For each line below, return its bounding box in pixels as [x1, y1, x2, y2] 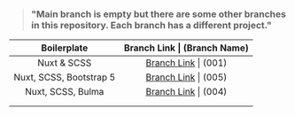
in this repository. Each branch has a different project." [30, 19, 272, 31]
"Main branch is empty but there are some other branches [30, 8, 286, 20]
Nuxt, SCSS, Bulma [25, 86, 105, 98]
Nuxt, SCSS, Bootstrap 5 [13, 71, 116, 83]
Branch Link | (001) [145, 57, 228, 69]
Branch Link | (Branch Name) [123, 42, 250, 54]
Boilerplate [41, 42, 89, 54]
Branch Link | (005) [145, 71, 228, 83]
